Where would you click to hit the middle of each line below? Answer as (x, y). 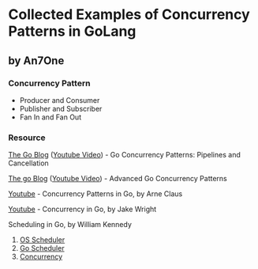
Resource (27, 138)
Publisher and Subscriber (61, 108)
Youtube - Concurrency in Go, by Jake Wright (82, 209)
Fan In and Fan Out (50, 117)
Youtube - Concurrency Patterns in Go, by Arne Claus (95, 194)
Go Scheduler (42, 248)
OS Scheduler (42, 240)
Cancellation (28, 163)
